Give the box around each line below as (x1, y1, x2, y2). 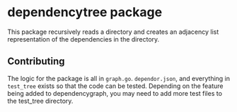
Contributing (7, 56, 65, 68)
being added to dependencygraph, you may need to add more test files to (7, 89, 223, 97)
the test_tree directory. (7, 97, 74, 105)
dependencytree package (7, 4, 163, 20)
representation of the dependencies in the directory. (7, 35, 160, 43)
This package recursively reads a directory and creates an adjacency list (7, 27, 219, 36)
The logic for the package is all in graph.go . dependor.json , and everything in (7, 74, 231, 82)
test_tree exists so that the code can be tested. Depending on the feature (7, 82, 224, 90)
